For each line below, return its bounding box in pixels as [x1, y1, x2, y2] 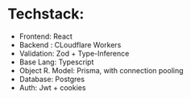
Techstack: [7, 5, 85, 23]
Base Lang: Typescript [19, 57, 94, 67]
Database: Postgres [19, 74, 85, 84]
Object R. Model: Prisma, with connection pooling [19, 65, 184, 75]
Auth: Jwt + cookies [19, 82, 86, 93]
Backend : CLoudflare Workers [19, 39, 122, 49]
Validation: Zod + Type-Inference [19, 48, 130, 58]
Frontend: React [19, 31, 73, 41]
